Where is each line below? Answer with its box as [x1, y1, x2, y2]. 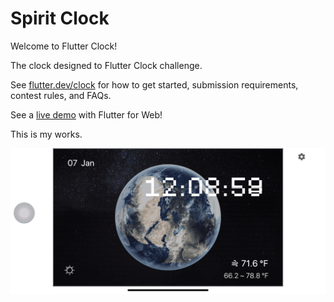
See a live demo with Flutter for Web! [10, 108, 163, 121]
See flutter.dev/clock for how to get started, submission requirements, [10, 78, 299, 91]
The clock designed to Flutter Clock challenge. [10, 59, 203, 71]
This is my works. [10, 128, 83, 140]
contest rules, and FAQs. [10, 89, 112, 101]
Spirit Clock [10, 7, 110, 30]
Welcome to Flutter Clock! [10, 40, 118, 52]
